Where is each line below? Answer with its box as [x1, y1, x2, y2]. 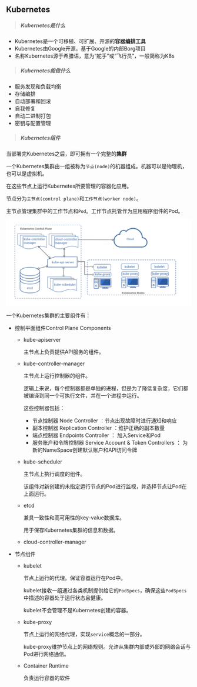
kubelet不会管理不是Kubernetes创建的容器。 [23, 606, 132, 613]
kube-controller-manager [23, 360, 85, 367]
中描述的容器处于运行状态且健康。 [23, 594, 106, 601]
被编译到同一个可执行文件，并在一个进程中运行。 [23, 392, 142, 399]
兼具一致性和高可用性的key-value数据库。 [23, 514, 125, 521]
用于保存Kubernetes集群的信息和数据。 [23, 526, 119, 533]
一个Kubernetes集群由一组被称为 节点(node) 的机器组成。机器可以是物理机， [6, 163, 188, 170]
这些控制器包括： [23, 404, 65, 411]
